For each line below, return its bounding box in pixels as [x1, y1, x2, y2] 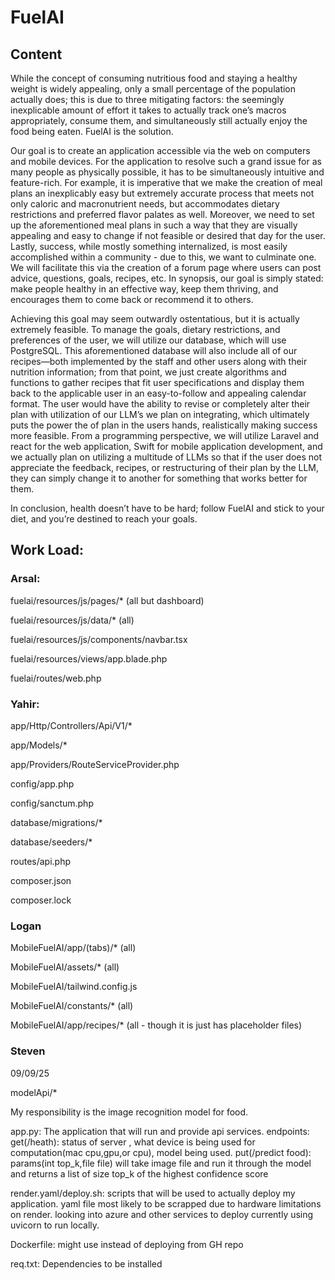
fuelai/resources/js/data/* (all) [10, 614, 135, 626]
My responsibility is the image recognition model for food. [10, 1106, 249, 1118]
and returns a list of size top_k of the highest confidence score [10, 1167, 269, 1180]
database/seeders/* [10, 836, 93, 848]
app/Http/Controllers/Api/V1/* [10, 719, 133, 731]
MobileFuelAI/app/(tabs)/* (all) [10, 942, 137, 954]
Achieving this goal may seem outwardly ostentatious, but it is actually [10, 313, 300, 325]
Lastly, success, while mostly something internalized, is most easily [10, 241, 288, 252]
